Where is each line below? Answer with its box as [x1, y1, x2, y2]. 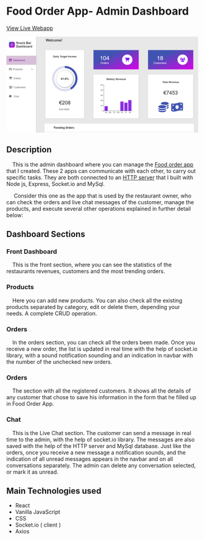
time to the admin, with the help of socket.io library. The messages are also [6, 436, 195, 443]
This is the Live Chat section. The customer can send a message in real [12, 429, 192, 436]
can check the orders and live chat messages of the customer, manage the [6, 198, 194, 205]
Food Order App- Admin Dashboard [6, 4, 189, 18]
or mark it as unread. [6, 468, 59, 475]
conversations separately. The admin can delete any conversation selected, [6, 461, 196, 469]
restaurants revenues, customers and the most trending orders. [6, 268, 166, 275]
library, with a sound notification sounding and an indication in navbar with [6, 352, 194, 359]
